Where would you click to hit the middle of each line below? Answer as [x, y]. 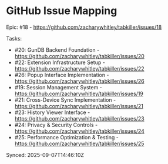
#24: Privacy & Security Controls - [56, 125]
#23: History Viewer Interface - [52, 112]
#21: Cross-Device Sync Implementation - [65, 100]
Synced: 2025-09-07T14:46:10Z [45, 155]
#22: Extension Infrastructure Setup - [60, 62]
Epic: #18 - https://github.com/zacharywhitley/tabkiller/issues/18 [84, 27]
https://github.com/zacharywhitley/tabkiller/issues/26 [80, 81]
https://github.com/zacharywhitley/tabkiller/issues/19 [79, 93]
